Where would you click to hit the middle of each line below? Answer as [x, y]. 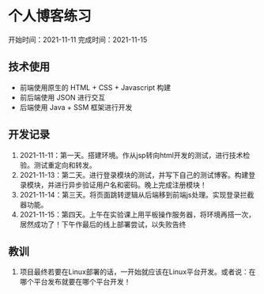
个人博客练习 [50, 16]
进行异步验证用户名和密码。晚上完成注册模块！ [130, 185]
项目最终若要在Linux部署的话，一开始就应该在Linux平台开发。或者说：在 [138, 272]
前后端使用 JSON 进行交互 [62, 97]
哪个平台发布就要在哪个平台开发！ [75, 282]
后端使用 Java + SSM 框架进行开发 [76, 107]
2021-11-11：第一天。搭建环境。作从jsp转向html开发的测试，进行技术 [131, 155]
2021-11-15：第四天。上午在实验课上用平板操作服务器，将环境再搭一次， [137, 214]
